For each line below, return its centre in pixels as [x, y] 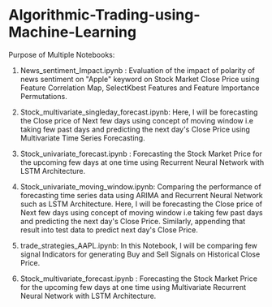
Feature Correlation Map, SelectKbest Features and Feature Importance [140, 88]
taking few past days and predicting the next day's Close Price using [135, 129]
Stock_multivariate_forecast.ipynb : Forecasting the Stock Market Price [139, 279]
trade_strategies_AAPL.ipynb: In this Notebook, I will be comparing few [139, 245]
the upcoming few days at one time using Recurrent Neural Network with [142, 162]
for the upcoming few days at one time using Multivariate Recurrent [133, 287]
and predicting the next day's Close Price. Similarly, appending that [133, 221]
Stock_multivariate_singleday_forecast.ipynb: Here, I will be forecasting [139, 112]
